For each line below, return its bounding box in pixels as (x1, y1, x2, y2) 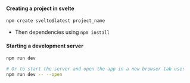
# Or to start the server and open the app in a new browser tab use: (6, 66, 185, 72)
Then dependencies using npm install (14, 28, 110, 36)
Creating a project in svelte (6, 5, 74, 12)
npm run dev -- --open (6, 72, 63, 78)
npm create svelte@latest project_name (6, 18, 105, 24)
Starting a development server (6, 42, 83, 49)
